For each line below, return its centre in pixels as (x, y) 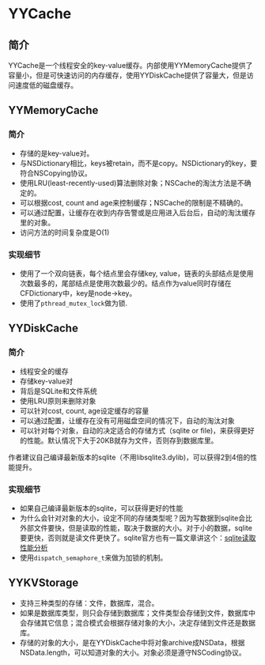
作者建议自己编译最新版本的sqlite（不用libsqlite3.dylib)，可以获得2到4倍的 (129, 457)
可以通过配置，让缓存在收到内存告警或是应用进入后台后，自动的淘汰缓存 (137, 212)
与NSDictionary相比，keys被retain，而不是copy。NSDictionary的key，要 (138, 163)
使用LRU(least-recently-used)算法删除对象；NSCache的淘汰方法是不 (132, 183)
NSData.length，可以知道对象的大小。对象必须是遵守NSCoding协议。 (133, 652)
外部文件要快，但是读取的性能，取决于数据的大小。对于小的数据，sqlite (136, 527)
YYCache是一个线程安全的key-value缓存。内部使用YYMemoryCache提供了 (131, 65)
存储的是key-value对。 (57, 153)
